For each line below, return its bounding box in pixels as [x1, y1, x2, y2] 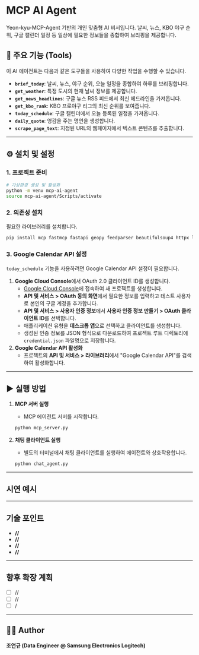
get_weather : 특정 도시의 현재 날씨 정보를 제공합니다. [14, 87, 137, 94]
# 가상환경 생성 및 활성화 [6, 182, 60, 188]
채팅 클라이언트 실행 [14, 436, 61, 444]
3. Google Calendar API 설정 [6, 250, 87, 258]
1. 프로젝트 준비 [6, 169, 47, 177]
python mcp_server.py [14, 425, 68, 431]
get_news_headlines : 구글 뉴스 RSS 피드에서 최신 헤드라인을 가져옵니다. [14, 94, 182, 102]
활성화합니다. [34, 359, 65, 366]
